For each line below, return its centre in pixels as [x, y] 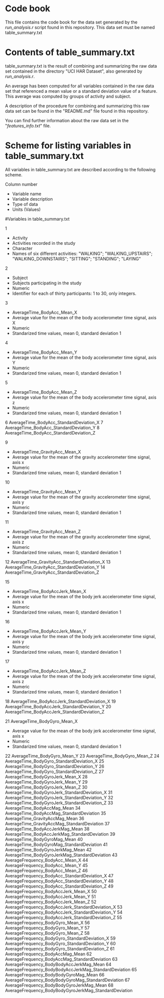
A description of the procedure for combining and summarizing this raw [77, 105]
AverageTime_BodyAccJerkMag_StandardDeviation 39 [60, 834]
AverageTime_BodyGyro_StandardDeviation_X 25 [55, 761]
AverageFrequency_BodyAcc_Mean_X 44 [47, 860]
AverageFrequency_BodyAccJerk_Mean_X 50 [51, 891]
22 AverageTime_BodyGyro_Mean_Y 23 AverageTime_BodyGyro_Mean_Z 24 [82, 756]
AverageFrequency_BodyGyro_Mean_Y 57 [47, 928]
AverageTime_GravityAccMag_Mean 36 [45, 818]
